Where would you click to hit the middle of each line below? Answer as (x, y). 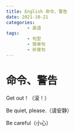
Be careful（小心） (29, 123)
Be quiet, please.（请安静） (39, 110)
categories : (21, 22)
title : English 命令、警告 (37, 11)
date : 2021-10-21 (27, 17)
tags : (13, 33)
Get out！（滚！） (28, 98)
